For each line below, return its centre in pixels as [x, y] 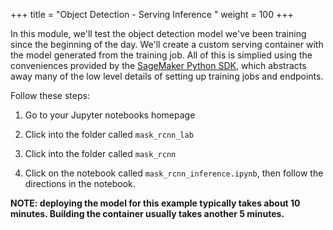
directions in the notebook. [80, 183]
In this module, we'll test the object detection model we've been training [158, 33]
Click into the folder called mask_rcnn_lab [109, 134]
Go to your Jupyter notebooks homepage [110, 115]
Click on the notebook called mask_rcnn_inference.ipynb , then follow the [174, 173]
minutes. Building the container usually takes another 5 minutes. [147, 213]
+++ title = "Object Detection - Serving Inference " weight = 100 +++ [152, 14]
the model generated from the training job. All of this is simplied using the [161, 55]
